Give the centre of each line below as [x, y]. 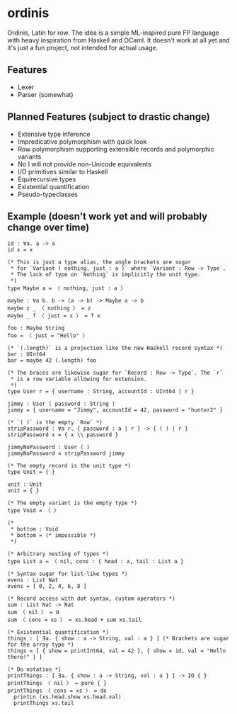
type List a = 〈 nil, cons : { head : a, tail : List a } [96, 562]
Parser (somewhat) [45, 94]
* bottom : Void [34, 529]
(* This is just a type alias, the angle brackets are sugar [99, 262]
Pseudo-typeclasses [48, 194]
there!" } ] [25, 657]
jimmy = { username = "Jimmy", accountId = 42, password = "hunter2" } [115, 410]
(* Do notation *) [34, 670]
